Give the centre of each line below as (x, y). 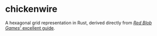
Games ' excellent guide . (30, 28)
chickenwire (31, 9)
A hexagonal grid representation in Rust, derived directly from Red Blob (78, 23)
